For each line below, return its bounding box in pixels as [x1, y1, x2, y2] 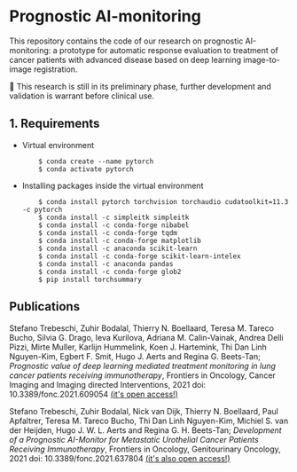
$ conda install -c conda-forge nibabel [38, 220, 190, 230]
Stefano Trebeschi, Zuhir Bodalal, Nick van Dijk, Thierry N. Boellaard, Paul [9, 405, 279, 416]
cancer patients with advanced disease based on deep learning [9, 54, 242, 65]
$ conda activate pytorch [38, 164, 135, 174]
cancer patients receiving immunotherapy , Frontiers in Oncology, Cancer [9, 370, 277, 381]
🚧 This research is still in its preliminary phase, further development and [9, 81, 272, 91]
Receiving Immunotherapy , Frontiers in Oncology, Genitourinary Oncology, [9, 444, 281, 454]
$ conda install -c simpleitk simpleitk [38, 213, 190, 222]
